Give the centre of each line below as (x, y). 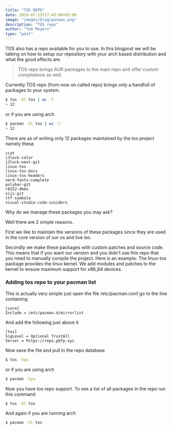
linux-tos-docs (22, 171)
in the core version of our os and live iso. (48, 237)
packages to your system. (33, 90)
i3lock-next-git (23, 162)
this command (21, 394)
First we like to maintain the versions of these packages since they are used (85, 232)
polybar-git (18, 184)
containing (17, 299)
